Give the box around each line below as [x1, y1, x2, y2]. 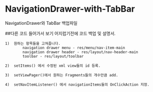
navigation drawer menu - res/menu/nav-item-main [22, 45, 125, 50]
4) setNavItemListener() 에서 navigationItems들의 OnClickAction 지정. [5, 82, 150, 87]
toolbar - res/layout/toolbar [22, 54, 84, 59]
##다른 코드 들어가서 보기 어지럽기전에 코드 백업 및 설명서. [5, 30, 116, 36]
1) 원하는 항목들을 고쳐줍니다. [5, 41, 61, 46]
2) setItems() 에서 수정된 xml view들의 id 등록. [5, 63, 101, 68]
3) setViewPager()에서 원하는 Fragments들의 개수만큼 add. [5, 73, 118, 77]
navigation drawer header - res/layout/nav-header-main [22, 50, 138, 55]
